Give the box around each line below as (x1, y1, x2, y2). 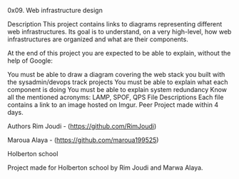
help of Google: (7, 56, 54, 65)
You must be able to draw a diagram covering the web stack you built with (7, 71, 225, 78)
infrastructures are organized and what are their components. (7, 35, 189, 44)
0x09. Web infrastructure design (7, 6, 103, 14)
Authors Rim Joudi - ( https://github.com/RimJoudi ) (7, 122, 157, 131)
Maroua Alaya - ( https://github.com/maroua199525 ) (7, 135, 159, 144)
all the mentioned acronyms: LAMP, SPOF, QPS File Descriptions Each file (7, 93, 224, 101)
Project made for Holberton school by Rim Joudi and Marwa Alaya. (7, 163, 203, 172)
